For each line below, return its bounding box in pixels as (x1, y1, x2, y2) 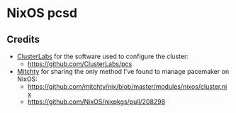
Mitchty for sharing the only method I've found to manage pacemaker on (16, 68, 230, 75)
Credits (6, 33, 40, 45)
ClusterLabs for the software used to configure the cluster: (16, 52, 189, 60)
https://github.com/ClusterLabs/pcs (27, 60, 133, 68)
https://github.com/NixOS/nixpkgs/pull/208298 (27, 97, 166, 106)
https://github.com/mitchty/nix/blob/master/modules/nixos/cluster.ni (27, 82, 227, 90)
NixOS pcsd (6, 5, 78, 21)
